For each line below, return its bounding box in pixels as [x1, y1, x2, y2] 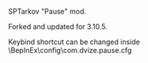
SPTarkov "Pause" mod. [8, 7, 87, 16]
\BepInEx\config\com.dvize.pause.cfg [8, 46, 132, 54]
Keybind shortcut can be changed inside [8, 37, 140, 46]
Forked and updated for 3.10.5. [8, 22, 108, 31]
